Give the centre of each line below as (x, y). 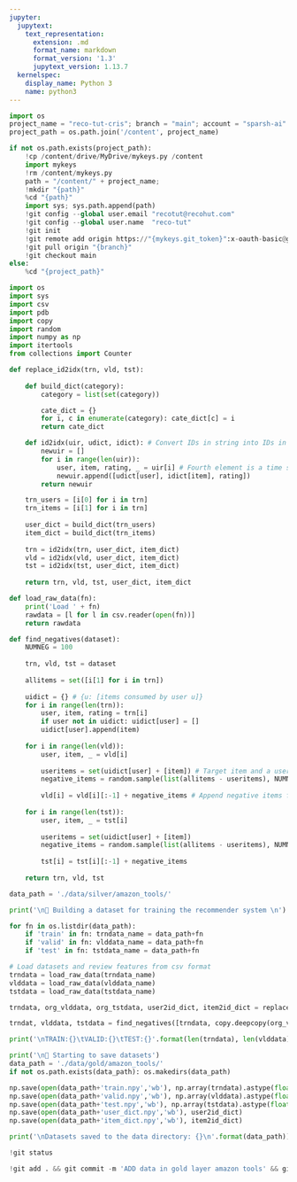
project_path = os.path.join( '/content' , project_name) (114, 132)
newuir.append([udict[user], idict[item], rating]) (153, 476)
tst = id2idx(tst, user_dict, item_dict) (102, 566)
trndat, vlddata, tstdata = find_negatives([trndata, (110, 1023)
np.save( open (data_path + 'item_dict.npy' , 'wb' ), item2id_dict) (126, 1121)
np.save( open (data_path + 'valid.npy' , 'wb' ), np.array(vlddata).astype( (142, 1096)
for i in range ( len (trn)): (75, 705)
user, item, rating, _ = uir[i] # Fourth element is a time (169, 467)
